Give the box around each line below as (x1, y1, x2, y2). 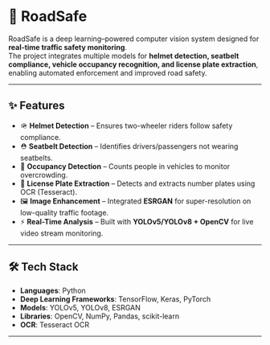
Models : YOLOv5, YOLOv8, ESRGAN (19, 302, 141, 312)
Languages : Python (19, 285, 86, 295)
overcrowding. (19, 170, 68, 179)
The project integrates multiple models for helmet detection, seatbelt (8, 51, 239, 60)
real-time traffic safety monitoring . (8, 42, 127, 51)
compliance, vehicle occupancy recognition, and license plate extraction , (8, 60, 259, 69)
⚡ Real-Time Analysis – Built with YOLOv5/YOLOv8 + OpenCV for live (19, 216, 254, 226)
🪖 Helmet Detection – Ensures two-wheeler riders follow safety (19, 121, 233, 130)
